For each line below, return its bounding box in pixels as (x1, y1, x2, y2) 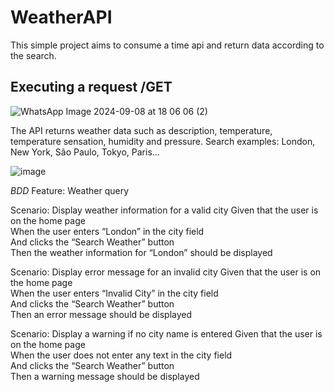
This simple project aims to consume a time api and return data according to (10, 39, 325, 51)
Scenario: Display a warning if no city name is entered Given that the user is (10, 327, 323, 340)
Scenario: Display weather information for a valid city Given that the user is (10, 204, 319, 216)
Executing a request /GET (10, 79, 173, 96)
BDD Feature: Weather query (10, 184, 130, 196)
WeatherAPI (10, 6, 113, 29)
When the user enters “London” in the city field (10, 225, 205, 237)
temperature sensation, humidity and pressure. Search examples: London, (10, 135, 316, 147)
